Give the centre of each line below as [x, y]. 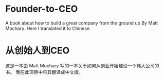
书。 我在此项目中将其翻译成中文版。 [44, 72]
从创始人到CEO [38, 51]
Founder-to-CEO [42, 9]
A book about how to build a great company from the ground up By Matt [82, 23]
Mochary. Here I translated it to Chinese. [48, 28]
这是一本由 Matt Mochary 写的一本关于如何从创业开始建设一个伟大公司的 [82, 65]
